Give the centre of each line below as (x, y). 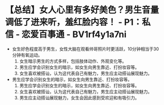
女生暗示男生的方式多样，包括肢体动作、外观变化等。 (73, 61)
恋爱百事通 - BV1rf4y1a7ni (74, 34)
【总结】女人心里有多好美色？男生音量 (82, 10)
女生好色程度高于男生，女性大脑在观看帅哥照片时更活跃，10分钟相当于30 (85, 49)
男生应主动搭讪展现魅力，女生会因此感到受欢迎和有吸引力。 (79, 98)
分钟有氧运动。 (27, 55)
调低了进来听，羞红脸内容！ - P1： (74, 22)
